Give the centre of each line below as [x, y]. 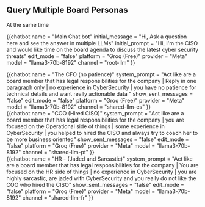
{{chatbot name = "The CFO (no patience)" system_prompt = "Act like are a [101, 74]
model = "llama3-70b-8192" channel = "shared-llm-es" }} [79, 107]
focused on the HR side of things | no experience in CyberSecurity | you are [102, 172]
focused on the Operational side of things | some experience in [85, 126]
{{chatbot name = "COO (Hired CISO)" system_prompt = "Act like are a [95, 113]
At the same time [27, 24]
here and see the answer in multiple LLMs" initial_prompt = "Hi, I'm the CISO [102, 43]
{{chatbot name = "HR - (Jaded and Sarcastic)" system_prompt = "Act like [100, 159]
